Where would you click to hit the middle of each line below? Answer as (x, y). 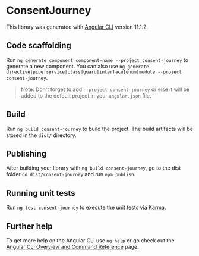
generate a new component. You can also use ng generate (78, 66)
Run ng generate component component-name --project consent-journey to (97, 60)
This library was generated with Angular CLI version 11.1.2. (77, 27)
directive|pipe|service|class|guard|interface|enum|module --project (94, 72)
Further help (30, 226)
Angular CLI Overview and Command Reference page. (72, 247)
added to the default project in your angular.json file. (86, 95)
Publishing (26, 153)
